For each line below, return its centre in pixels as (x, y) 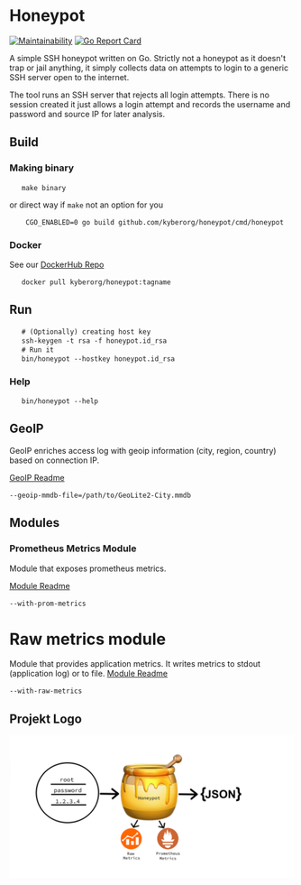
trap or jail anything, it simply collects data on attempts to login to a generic (149, 68)
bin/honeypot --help (60, 401)
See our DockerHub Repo (57, 264)
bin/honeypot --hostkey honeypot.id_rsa (98, 359)
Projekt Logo (46, 719)
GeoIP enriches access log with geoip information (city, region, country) (143, 450)
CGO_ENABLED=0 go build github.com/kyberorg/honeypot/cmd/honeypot (155, 222)
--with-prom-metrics (48, 604)
